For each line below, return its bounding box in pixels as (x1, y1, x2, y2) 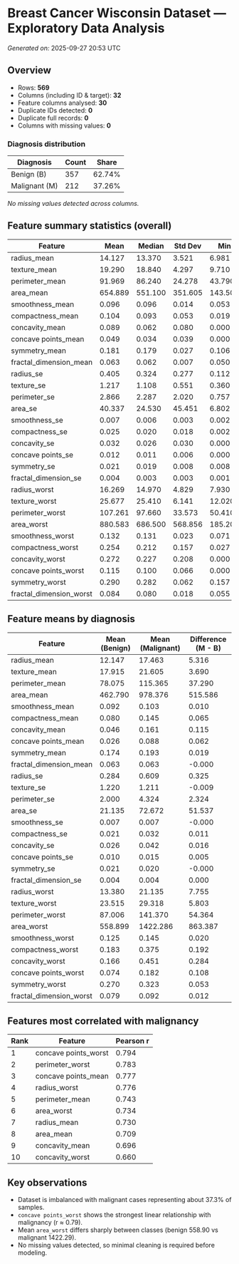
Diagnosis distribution (7, 139, 86, 149)
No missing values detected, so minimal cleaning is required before (17, 1241, 216, 1250)
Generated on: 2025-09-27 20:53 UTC (7, 43, 121, 52)
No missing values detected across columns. (7, 200, 139, 208)
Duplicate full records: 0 (17, 113, 89, 122)
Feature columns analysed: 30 (17, 98, 107, 107)
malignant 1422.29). (17, 1233, 77, 1242)
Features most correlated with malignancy (7, 1015, 199, 1027)
